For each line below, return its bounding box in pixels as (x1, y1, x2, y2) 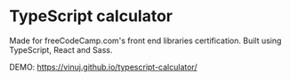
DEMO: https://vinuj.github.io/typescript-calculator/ (9, 62, 197, 72)
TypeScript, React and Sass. (9, 44, 113, 55)
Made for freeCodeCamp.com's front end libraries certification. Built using (9, 35, 282, 46)
